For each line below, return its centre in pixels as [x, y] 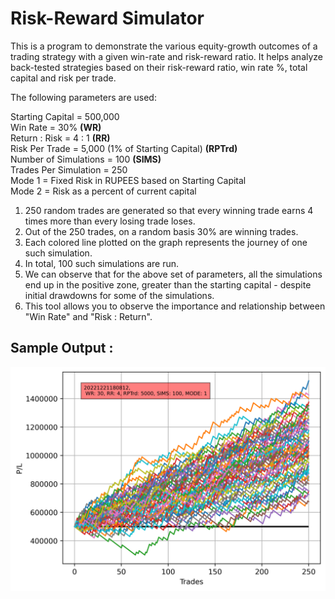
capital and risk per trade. [63, 78]
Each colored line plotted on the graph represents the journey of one [166, 242]
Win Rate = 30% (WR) [56, 127]
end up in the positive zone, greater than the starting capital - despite [168, 284]
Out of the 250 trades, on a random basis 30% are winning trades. [161, 231]
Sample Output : [62, 348]
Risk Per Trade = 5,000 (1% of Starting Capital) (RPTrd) [124, 148]
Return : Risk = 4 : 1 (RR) [60, 138]
